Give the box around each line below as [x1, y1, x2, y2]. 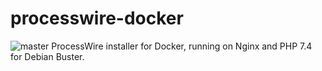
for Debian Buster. [10, 50, 85, 62]
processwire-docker [10, 7, 184, 30]
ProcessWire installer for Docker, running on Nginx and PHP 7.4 [51, 40, 313, 52]
